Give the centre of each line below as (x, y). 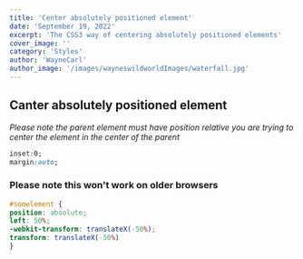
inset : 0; (26, 154)
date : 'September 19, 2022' (63, 26)
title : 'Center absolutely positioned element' (101, 18)
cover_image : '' (40, 43)
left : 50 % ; (30, 221)
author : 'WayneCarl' (49, 60)
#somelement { (36, 204)
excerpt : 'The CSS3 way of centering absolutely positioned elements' (146, 35)
